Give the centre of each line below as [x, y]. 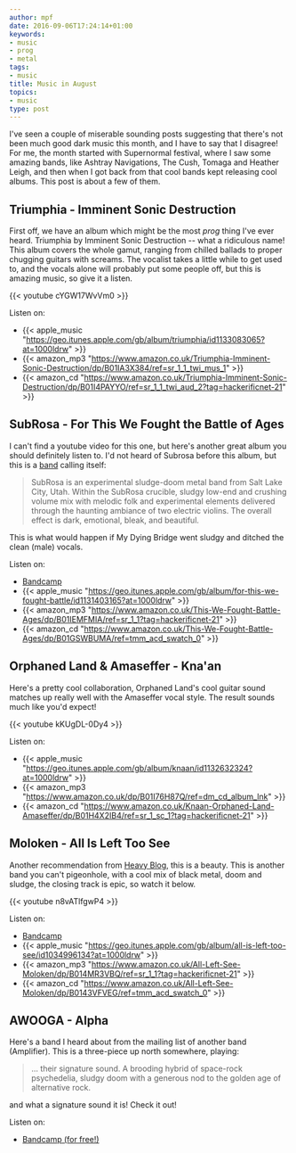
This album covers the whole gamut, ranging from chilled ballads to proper [146, 250]
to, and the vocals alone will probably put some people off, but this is [135, 269]
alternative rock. [61, 1088]
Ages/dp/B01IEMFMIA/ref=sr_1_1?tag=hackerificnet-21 [120, 619]
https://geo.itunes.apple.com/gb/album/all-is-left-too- [187, 945]
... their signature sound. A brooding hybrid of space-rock [136, 1069]
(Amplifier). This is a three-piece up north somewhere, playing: [124, 1051]
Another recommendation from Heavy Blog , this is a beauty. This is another [147, 865]
